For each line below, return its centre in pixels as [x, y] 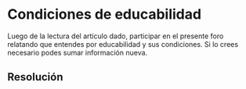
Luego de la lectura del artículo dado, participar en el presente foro [116, 36]
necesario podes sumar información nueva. [78, 52]
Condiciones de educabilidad [104, 14]
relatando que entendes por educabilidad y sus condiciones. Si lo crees [123, 44]
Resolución [35, 77]
